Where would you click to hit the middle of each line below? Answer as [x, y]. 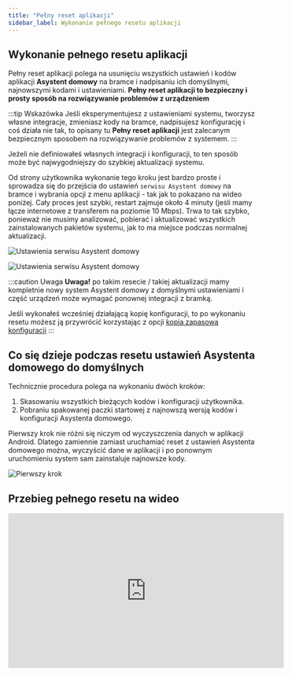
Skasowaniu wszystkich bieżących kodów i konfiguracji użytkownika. [132, 402]
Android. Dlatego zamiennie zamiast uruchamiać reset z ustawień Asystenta [131, 442]
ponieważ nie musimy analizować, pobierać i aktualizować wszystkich [122, 219]
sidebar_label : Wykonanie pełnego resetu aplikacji [94, 23]
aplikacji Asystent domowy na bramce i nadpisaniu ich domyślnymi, [119, 82]
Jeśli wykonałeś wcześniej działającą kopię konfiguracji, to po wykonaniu [127, 314]
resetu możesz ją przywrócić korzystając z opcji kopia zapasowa [113, 322]
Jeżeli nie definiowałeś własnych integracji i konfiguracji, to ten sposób [123, 154]
